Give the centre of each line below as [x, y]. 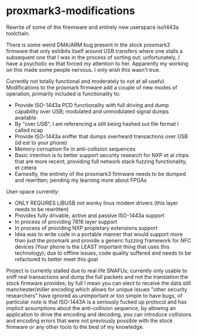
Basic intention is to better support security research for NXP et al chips [102, 155]
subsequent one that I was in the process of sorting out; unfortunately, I [93, 57]
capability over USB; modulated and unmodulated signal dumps [92, 111]
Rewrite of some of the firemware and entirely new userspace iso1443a [93, 27]
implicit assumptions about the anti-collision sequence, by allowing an [91, 308]
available [25, 117]
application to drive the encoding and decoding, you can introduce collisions [99, 314]
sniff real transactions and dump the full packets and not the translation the [97, 277]
